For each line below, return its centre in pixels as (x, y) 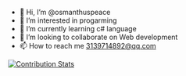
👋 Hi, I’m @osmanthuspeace (65, 12)
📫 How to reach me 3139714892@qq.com (88, 46)
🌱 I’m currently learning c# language (78, 29)
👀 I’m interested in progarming (68, 20)
